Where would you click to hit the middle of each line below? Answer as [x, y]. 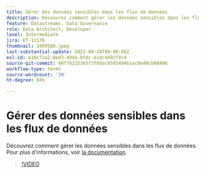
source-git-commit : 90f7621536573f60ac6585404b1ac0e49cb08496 [87, 63]
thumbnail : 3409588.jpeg [38, 46]
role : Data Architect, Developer [49, 29]
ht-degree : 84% [26, 80]
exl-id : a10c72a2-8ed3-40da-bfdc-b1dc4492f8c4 [67, 57]
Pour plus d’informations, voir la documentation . [67, 152]
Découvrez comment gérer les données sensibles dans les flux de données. [102, 146]
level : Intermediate [33, 35]
